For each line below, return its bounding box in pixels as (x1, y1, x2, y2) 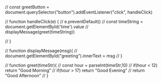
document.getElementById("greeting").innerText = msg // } (5, 53, 123, 59)
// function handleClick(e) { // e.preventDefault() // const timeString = (5, 19, 143, 24)
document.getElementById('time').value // (5, 24, 89, 30)
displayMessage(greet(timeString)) (5, 29, 75, 34)
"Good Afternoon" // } (5, 73, 49, 78)
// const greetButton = (5, 4, 49, 10)
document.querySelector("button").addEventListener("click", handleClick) (5, 9, 153, 15)
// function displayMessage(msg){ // (5, 48, 78, 53)
